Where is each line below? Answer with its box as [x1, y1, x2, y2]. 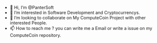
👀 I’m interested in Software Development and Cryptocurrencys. [9, 10, 140, 15]
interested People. [9, 20, 47, 26]
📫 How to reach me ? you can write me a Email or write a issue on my [9, 26, 153, 31]
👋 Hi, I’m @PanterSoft [9, 5, 54, 10]
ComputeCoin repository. [9, 32, 61, 38]
